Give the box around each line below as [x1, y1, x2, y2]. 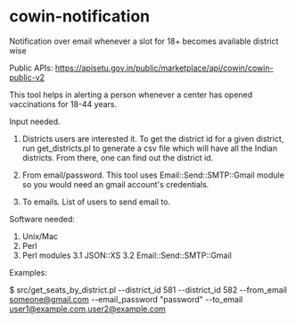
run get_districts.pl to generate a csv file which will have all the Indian [21, 143, 278, 153]
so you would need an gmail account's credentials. [21, 178, 210, 189]
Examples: [9, 267, 47, 277]
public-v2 [9, 71, 45, 82]
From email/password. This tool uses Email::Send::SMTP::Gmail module [21, 170, 285, 180]
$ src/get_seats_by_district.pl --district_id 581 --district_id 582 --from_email [9, 284, 288, 295]
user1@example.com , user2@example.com [9, 303, 167, 314]
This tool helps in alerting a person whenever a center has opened [9, 89, 253, 100]
